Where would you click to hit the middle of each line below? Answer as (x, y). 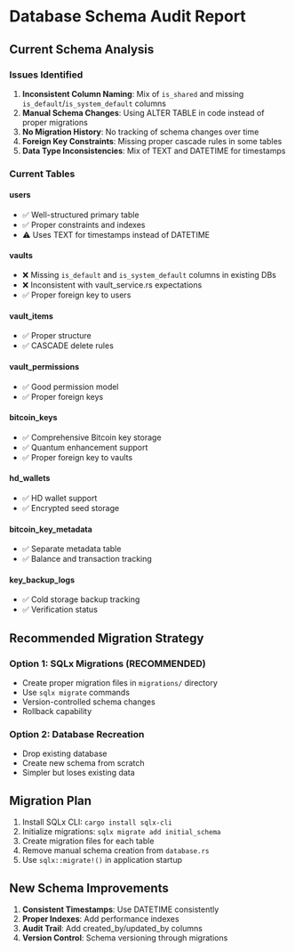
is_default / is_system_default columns (94, 103)
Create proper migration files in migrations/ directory (120, 683)
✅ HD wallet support (60, 498)
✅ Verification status (60, 610)
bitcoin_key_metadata (51, 529)
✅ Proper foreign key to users (76, 295)
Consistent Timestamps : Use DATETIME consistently (120, 909)
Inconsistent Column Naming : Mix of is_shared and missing (133, 94)
